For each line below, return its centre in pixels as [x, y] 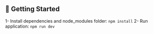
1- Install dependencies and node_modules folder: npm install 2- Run [76, 21]
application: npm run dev [30, 26]
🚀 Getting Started [33, 9]
